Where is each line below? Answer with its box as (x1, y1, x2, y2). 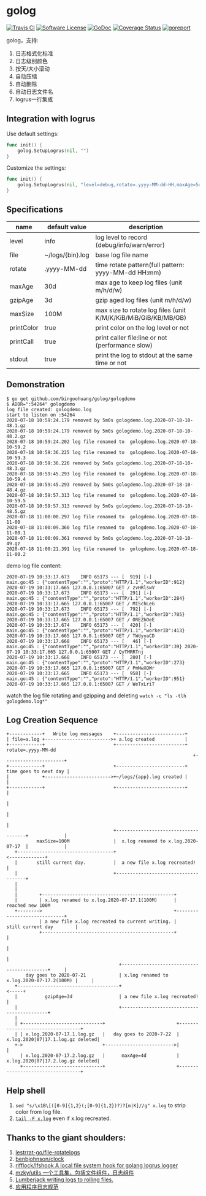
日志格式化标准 (15, 50, 53, 57)
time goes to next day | (6, 768, 70, 775)
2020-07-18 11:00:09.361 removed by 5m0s (6, 535, 114, 541)
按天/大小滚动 (15, 65, 50, 72)
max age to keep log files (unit (95, 278, 183, 287)
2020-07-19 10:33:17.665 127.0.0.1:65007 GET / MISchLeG (6, 600, 155, 607)
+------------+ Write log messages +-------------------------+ (6, 731, 188, 737)
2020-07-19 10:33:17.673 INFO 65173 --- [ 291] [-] (6, 589, 152, 596)
